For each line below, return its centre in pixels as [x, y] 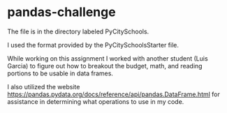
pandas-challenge [62, 12]
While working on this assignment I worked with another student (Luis [108, 58]
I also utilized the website [44, 86]
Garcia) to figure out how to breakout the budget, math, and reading [105, 66]
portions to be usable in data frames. [60, 73]
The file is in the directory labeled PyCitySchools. [78, 31]
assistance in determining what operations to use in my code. [96, 101]
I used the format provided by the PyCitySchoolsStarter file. [93, 45]
